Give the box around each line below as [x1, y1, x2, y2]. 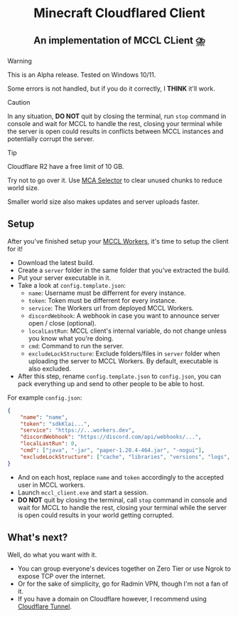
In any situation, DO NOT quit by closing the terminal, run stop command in [7, 112, 227, 120]
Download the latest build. [17, 258, 94, 266]
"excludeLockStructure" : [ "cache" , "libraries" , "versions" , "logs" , [20, 453, 231, 460]
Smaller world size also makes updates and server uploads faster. [7, 197, 200, 206]
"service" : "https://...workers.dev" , [20, 427, 135, 434]
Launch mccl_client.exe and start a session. [17, 488, 148, 497]
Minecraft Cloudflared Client [33, 5, 205, 21]
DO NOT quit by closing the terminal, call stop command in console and [17, 495, 227, 504]
